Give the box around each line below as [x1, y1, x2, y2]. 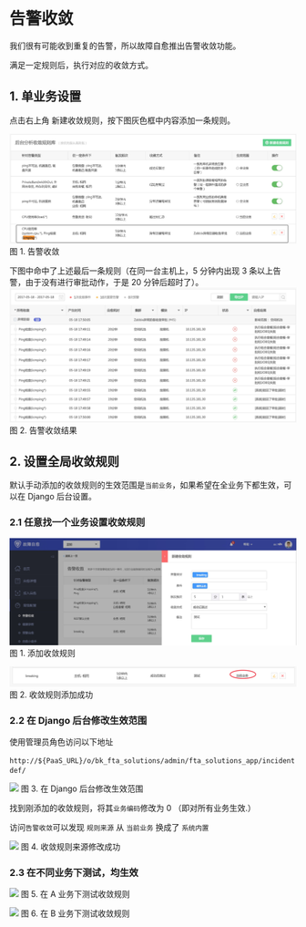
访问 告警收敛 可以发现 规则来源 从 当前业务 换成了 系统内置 [9, 821, 209, 832]
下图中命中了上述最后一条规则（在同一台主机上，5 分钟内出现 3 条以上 [9, 265, 273, 276]
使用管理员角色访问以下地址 [9, 736, 114, 747]
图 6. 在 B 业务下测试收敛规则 [20, 908, 130, 919]
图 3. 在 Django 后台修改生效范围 [20, 783, 144, 794]
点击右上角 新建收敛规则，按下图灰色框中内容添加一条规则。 [9, 115, 235, 126]
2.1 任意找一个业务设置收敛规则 [9, 516, 146, 529]
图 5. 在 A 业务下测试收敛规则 [20, 889, 130, 900]
